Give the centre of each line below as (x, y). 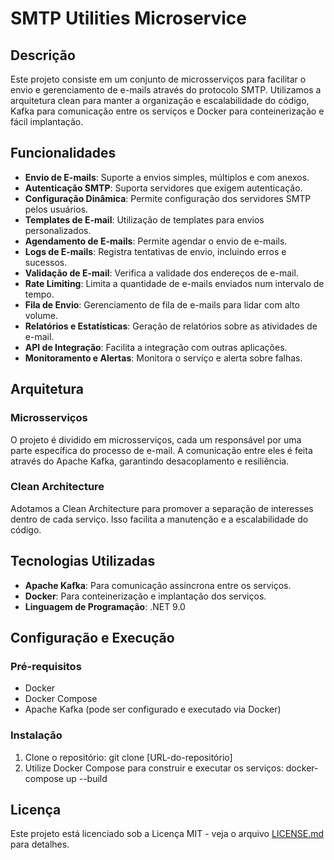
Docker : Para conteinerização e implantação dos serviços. (145, 596)
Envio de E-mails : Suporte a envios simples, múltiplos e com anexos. (167, 177)
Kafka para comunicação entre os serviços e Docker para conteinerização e (167, 111)
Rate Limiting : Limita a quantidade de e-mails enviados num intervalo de (174, 283)
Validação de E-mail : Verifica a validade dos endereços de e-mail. (161, 273)
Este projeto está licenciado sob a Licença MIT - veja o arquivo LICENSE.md (167, 834)
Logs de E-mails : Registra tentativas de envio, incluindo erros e (155, 251)
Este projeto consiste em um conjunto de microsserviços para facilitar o (158, 79)
